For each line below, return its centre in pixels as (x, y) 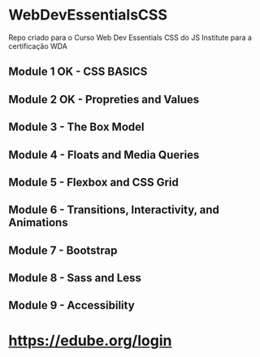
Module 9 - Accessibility (72, 305)
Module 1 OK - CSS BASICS (78, 72)
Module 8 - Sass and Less (75, 278)
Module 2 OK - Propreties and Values (104, 99)
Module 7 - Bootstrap (63, 250)
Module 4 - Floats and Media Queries (104, 155)
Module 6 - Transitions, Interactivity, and (114, 210)
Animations (38, 222)
